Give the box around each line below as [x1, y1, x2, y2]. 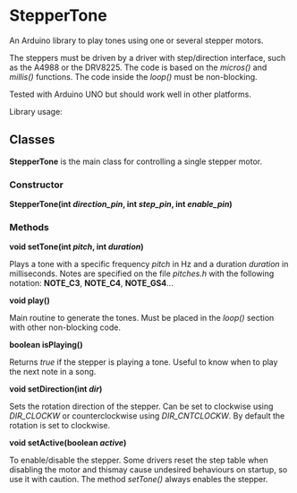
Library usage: [9, 106, 63, 117]
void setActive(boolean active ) [9, 437, 127, 448]
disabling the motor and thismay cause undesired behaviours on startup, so [9, 464, 288, 475]
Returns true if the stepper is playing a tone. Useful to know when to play [9, 357, 278, 368]
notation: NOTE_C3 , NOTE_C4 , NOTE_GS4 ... [9, 278, 174, 289]
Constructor [9, 178, 64, 191]
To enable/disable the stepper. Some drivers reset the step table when [9, 454, 268, 466]
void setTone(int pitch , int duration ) [9, 241, 144, 252]
